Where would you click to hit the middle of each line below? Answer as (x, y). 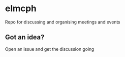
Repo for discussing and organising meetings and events (63, 22)
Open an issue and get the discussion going (50, 49)
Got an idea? (25, 37)
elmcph (21, 9)
